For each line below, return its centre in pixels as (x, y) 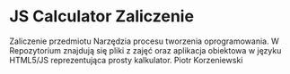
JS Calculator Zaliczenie (102, 16)
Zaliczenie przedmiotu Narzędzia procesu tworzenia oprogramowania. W (145, 41)
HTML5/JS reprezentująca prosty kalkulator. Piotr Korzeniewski (126, 60)
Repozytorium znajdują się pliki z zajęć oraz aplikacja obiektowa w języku (145, 50)
